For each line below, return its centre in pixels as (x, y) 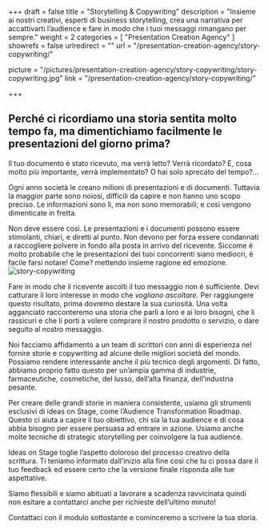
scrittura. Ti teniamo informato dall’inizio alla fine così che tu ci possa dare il (133, 461)
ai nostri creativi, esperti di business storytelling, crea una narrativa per (126, 20)
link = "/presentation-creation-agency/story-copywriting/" (160, 78)
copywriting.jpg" (36, 78)
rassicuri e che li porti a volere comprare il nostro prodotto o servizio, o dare (134, 321)
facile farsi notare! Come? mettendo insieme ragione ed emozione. (118, 262)
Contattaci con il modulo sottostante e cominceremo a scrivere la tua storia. (133, 517)
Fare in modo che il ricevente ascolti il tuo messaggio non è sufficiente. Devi (134, 286)
